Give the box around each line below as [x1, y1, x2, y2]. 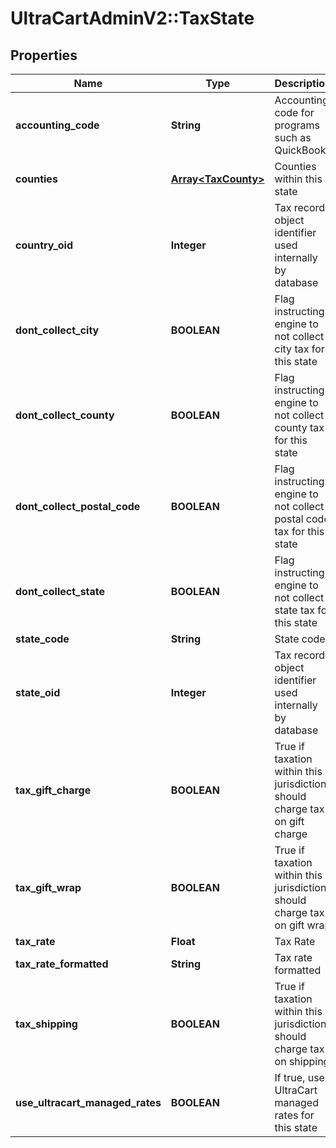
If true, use [274, 1071, 325, 1084]
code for [274, 106, 315, 119]
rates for [274, 1108, 315, 1122]
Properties [10, 47, 78, 64]
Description [274, 77, 332, 90]
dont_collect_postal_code [15, 500, 141, 513]
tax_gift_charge [15, 783, 92, 797]
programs [274, 118, 320, 132]
